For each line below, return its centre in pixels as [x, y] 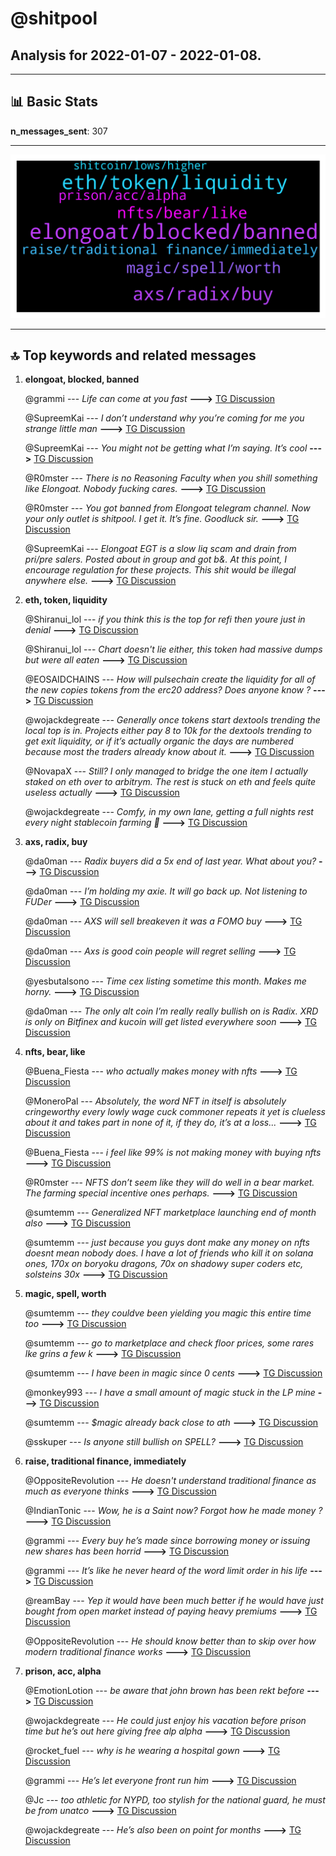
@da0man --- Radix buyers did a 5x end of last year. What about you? [170, 861]
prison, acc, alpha [63, 1671]
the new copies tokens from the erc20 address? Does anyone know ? [168, 690]
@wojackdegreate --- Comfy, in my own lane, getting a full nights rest [169, 812]
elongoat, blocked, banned [82, 379]
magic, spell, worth [65, 1294]
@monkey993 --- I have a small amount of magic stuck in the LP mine [170, 1393]
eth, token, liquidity [66, 600]
